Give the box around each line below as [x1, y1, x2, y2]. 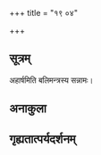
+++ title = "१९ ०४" [9, 8, 79, 18]
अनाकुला [9, 102, 46, 117]
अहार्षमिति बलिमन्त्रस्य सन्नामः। [9, 75, 94, 86]
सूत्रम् [9, 51, 31, 66]
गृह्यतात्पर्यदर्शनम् [9, 131, 76, 146]
